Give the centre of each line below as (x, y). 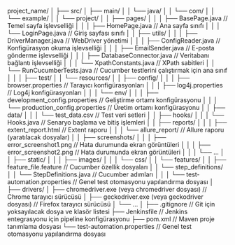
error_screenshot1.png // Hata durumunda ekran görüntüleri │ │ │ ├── (109, 145)
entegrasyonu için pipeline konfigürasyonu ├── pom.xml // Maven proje (111, 219)
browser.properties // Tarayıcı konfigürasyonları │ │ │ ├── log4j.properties (115, 85)
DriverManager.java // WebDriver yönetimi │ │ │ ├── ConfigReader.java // (114, 41)
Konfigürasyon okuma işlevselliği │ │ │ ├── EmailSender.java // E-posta (111, 48)
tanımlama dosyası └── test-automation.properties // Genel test (100, 226)
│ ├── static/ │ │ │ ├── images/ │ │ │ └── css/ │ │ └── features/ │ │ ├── (117, 160)
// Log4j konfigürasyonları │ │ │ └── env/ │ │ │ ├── (83, 92)
